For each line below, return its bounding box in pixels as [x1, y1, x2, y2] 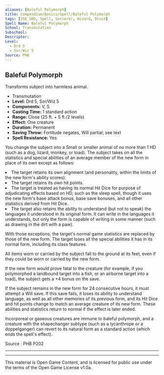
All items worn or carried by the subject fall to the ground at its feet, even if [5, 251, 156, 257]
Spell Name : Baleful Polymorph [5, 21, 69, 26]
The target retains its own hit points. [11, 180, 84, 186]
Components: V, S [12, 104, 50, 110]
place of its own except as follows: [5, 160, 75, 166]
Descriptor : [5, 35, 29, 40]
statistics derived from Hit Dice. [5, 201, 69, 207]
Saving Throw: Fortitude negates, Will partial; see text [12, 130, 121, 136]
